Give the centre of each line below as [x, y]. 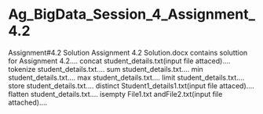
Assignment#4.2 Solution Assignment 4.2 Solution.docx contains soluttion [128, 52]
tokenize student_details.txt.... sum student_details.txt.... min [106, 69]
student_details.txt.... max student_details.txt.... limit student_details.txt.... [126, 77]
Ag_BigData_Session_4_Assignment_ [131, 14]
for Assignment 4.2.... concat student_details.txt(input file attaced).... [119, 61]
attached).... [28, 102]
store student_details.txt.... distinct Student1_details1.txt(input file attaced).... [131, 85]
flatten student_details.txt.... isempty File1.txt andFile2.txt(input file [115, 94]
